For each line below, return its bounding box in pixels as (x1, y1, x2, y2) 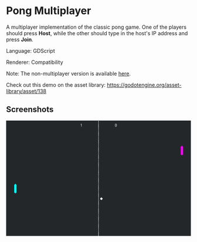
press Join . (6, 36, 33, 43)
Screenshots (6, 104, 54, 115)
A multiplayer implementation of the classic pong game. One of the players (6, 23, 186, 30)
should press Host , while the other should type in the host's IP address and (6, 29, 188, 36)
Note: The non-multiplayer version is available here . (6, 70, 131, 77)
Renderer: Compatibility (6, 59, 63, 66)
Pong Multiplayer (6, 4, 91, 18)
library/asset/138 (6, 87, 47, 94)
